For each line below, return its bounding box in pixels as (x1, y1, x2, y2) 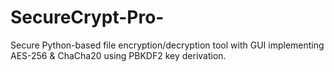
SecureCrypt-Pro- (10, 6, 165, 29)
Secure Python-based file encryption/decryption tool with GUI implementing (10, 39, 325, 51)
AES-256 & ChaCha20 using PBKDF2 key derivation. (10, 49, 227, 61)
